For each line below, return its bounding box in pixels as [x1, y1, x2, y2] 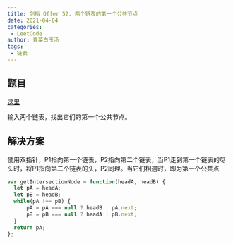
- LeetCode [10, 30, 42, 37]
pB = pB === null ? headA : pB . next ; [25, 211, 138, 218]
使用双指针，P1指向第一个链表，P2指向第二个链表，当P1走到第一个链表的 [7, 155, 220, 164]
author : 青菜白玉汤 [7, 37, 59, 44]
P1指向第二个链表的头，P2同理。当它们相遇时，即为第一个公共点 [31, 164, 220, 173]
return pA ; [13, 224, 46, 231]
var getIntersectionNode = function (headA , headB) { [7, 178, 166, 185]
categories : [7, 23, 42, 30]
